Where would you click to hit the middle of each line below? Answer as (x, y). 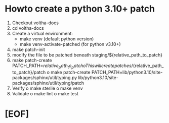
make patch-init (28, 49)
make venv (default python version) (57, 39)
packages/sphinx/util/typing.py (45, 77)
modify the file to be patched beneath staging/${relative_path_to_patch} (87, 55)
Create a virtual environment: (42, 33)
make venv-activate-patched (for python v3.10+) (70, 44)
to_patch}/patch (29, 72)
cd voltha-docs (28, 28)
